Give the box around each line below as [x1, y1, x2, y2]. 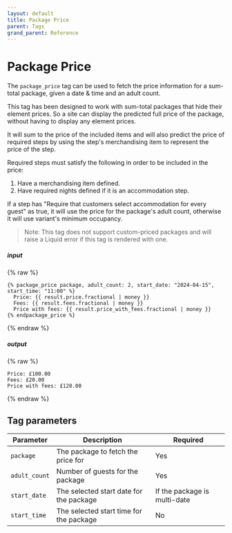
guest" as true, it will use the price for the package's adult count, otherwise [7, 208, 222, 216]
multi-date [155, 494, 191, 504]
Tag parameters [7, 414, 77, 426]
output [7, 339, 28, 348]
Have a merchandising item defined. [17, 179, 121, 188]
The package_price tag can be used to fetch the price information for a [7, 82, 207, 90]
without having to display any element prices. [7, 117, 137, 125]
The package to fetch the [56, 446, 138, 456]
